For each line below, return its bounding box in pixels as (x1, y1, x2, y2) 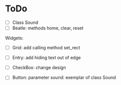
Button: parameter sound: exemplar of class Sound (12, 75, 116, 81)
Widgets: (5, 35, 24, 41)
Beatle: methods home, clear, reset (12, 25, 84, 31)
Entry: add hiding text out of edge (12, 55, 81, 61)
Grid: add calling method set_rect (12, 45, 81, 51)
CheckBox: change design (12, 65, 66, 71)
